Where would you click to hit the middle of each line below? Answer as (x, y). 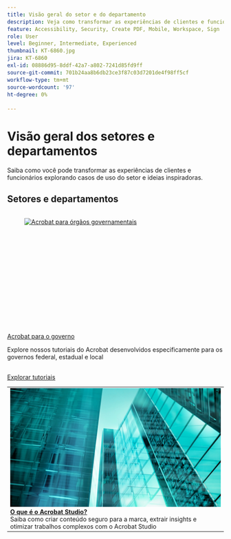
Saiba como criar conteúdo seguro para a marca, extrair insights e (103, 519)
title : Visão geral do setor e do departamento (77, 14)
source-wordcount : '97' (41, 87)
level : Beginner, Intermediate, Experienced (72, 44)
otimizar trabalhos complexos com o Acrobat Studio (83, 526)
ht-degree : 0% (27, 94)
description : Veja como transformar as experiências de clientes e (106, 22)
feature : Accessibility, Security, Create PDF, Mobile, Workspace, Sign (113, 29)
